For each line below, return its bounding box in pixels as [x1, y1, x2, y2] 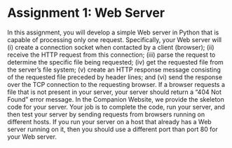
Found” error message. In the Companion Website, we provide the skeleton [7, 95, 224, 103]
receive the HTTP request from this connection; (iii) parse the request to [7, 51, 216, 59]
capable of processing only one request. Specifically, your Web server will [7, 35, 222, 43]
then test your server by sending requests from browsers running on [7, 110, 205, 119]
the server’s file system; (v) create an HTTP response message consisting [7, 65, 221, 74]
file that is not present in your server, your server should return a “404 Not [7, 88, 222, 96]
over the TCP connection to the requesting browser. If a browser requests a [7, 80, 226, 88]
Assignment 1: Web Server [7, 5, 165, 21]
